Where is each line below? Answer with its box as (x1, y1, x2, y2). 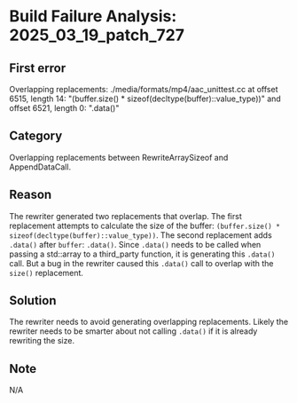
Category (9, 129, 63, 144)
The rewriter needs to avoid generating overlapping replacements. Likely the (9, 317, 289, 328)
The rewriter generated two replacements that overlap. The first (9, 210, 242, 221)
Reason (9, 187, 52, 202)
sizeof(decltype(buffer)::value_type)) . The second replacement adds (9, 229, 272, 241)
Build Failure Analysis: (9, 6, 177, 27)
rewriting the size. (9, 336, 75, 346)
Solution (9, 293, 57, 308)
